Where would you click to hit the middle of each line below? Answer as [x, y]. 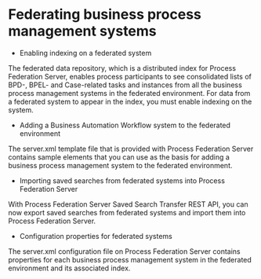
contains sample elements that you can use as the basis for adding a [119, 157]
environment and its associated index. [69, 268]
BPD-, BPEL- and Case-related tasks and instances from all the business [125, 85]
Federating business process [105, 15]
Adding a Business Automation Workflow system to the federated [125, 125]
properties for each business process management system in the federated [130, 259]
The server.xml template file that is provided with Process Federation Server [131, 149]
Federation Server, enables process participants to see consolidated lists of [130, 76]
